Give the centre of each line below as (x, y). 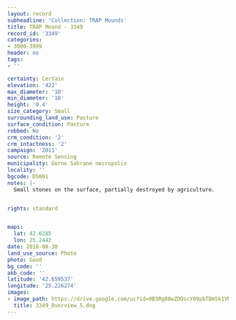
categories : (25, 40)
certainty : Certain (36, 79)
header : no (23, 53)
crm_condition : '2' (36, 138)
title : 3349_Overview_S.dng (55, 305)
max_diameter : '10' (36, 92)
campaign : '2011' (33, 151)
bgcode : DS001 (28, 176)
